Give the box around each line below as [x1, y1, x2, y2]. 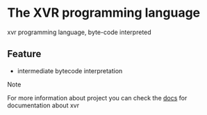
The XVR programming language [7, 5, 201, 21]
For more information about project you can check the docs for [7, 93, 188, 102]
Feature [7, 48, 42, 60]
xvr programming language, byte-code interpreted [7, 28, 151, 36]
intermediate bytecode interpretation [17, 66, 123, 75]
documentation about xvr [7, 101, 80, 109]
